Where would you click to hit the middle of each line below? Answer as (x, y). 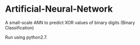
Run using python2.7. (26, 37)
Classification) (20, 27)
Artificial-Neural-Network (59, 9)
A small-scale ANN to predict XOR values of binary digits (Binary (70, 22)
